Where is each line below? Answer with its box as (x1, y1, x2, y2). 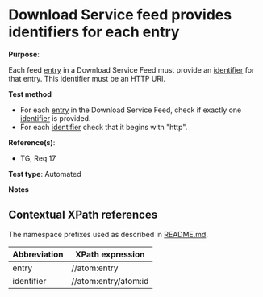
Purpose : (8, 49, 40, 59)
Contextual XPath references (8, 208, 158, 222)
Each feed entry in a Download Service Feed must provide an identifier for (8, 65, 255, 74)
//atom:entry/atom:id (71, 275, 149, 287)
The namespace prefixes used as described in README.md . (8, 229, 208, 239)
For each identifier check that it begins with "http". (19, 122, 188, 132)
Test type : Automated (8, 169, 81, 178)
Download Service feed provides (8, 6, 232, 24)
